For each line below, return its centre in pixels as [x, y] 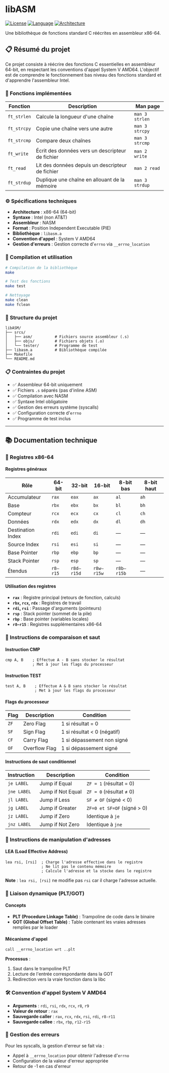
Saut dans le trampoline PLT [41, 969]
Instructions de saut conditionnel [41, 762]
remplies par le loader [35, 927]
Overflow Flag [40, 748]
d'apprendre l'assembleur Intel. [38, 80]
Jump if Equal [56, 783]
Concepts [16, 905]
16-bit [102, 485]
